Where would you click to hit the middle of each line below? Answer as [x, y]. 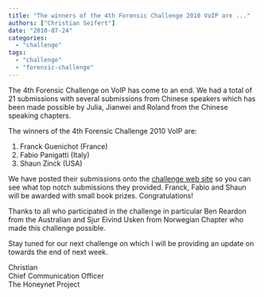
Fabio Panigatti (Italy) [54, 154]
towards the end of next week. [58, 252]
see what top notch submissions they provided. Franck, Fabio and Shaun [127, 187]
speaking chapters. [40, 115]
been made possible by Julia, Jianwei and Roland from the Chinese [118, 107]
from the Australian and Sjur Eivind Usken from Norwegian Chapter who [126, 219]
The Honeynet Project [44, 284]
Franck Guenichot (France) [64, 146]
